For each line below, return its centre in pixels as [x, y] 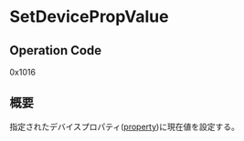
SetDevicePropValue [89, 17]
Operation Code [56, 50]
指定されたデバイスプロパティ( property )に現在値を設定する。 [124, 126]
